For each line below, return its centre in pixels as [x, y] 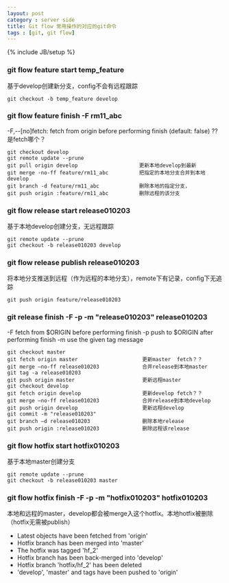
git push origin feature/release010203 [64, 300]
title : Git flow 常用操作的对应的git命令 [62, 26]
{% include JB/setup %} [41, 52]
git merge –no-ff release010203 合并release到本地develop [109, 400]
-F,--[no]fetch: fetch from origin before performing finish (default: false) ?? [112, 130]
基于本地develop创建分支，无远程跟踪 [61, 227]
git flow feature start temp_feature [66, 70]
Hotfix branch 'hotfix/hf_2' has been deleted [79, 565]
